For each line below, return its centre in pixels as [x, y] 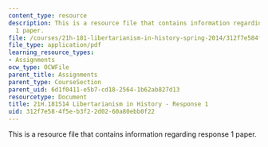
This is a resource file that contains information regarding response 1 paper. [132, 134]
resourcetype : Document [48, 97]
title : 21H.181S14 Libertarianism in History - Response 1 [108, 104]
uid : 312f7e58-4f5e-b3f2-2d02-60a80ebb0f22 [82, 112]
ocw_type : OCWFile [39, 68]
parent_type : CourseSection [55, 82]
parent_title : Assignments [53, 75]
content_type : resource [48, 15]
